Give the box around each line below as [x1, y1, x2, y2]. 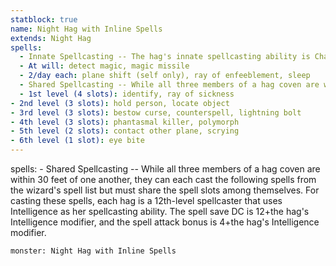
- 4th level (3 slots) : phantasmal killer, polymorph [10, 117, 240, 127]
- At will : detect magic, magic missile [19, 61, 190, 71]
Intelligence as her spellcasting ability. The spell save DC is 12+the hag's [10, 206, 310, 217]
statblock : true [10, 14, 78, 25]
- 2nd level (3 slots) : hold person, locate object [10, 98, 230, 108]
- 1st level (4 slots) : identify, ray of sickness [19, 89, 235, 99]
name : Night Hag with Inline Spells [10, 24, 163, 34]
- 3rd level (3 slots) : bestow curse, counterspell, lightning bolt [10, 107, 302, 118]
